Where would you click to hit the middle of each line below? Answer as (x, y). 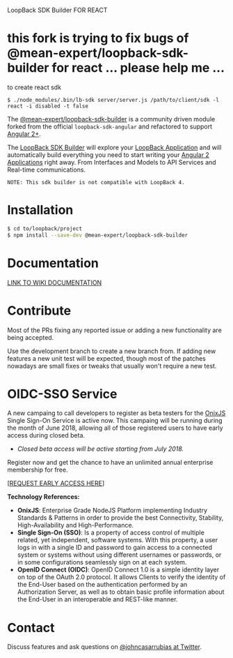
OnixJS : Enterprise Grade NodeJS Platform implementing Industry (112, 510)
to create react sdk (34, 87)
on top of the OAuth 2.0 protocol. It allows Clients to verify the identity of (121, 577)
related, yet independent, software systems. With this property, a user (117, 540)
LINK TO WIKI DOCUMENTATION (55, 283)
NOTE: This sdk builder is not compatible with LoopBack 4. (96, 182)
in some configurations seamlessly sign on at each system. (102, 562)
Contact (31, 628)
